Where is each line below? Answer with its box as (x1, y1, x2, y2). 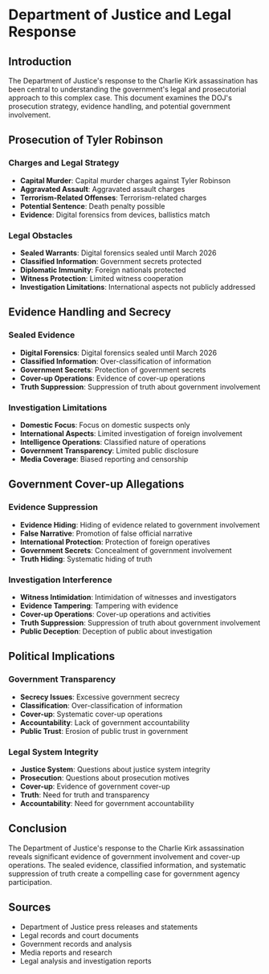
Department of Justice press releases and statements (19, 922, 198, 931)
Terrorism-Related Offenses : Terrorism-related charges (19, 193, 207, 202)
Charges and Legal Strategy (8, 157, 120, 169)
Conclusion (8, 821, 67, 836)
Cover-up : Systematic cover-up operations (19, 709, 163, 719)
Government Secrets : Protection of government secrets (19, 365, 206, 374)
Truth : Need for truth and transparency (19, 789, 150, 800)
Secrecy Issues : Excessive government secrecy (19, 692, 181, 702)
